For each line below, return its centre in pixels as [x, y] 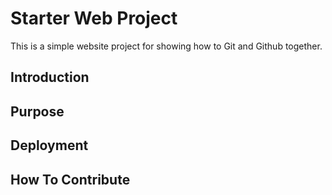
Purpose [37, 111]
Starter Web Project [94, 18]
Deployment [49, 145]
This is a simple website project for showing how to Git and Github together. [166, 46]
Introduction [50, 77]
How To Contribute [70, 179]
